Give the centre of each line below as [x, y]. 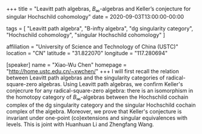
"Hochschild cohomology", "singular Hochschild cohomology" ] [86, 35]
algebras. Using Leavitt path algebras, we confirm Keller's [111, 84]
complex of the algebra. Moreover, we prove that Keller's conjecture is [94, 111]
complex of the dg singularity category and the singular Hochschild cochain [101, 105]
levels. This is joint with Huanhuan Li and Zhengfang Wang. [80, 124]
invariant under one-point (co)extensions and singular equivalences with [97, 118]
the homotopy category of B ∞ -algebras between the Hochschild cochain [97, 98]
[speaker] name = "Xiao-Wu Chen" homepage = [67, 65]
